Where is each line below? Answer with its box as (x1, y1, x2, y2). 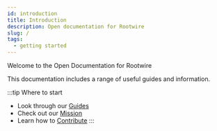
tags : (7, 36, 23, 43)
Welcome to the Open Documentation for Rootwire (7, 62, 152, 69)
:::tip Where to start (7, 88, 63, 96)
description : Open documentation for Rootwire (7, 23, 145, 30)
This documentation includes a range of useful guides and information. (7, 75, 211, 83)
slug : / (7, 29, 30, 37)
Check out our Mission (17, 109, 83, 117)
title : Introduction (7, 17, 67, 24)
